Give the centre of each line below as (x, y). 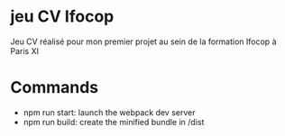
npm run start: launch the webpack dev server (109, 112)
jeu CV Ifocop (62, 17)
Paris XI (25, 50)
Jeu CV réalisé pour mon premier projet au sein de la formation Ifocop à (143, 41)
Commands (55, 88)
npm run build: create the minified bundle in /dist (114, 122)
